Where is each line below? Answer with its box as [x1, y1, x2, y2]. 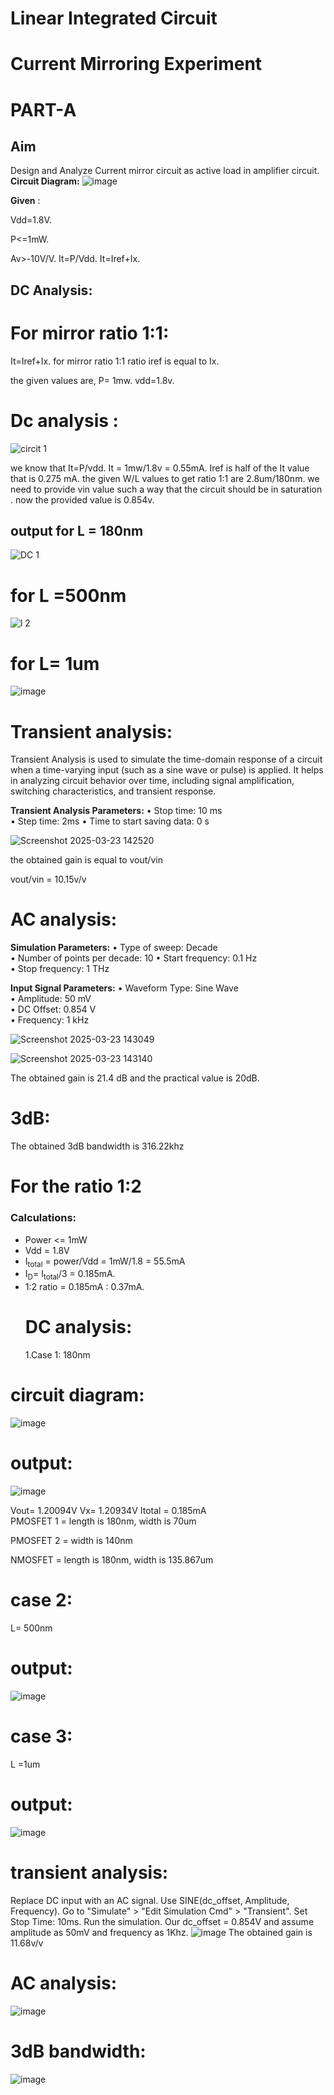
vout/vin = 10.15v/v [10, 873, 87, 886]
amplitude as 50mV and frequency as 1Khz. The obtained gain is [10, 1926, 313, 1938]
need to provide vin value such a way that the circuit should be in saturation [10, 483, 323, 495]
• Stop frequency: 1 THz [10, 963, 110, 975]
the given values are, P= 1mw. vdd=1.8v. [10, 374, 175, 386]
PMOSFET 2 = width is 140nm [10, 1535, 133, 1547]
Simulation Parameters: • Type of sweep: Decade [10, 942, 218, 954]
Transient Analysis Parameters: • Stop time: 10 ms [10, 805, 223, 817]
